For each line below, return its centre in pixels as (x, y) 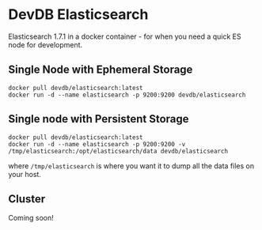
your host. (25, 174)
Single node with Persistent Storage (99, 119)
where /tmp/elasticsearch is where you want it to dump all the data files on (131, 166)
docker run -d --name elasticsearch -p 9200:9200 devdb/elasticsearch (127, 95)
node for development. (46, 44)
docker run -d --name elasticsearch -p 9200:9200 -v (97, 144)
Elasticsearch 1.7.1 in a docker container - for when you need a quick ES (125, 36)
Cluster (27, 199)
